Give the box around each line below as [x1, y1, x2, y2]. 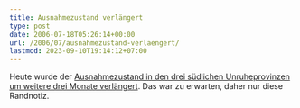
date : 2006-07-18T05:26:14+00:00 [9, 30, 136, 39]
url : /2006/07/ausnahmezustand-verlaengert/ [9, 38, 180, 48]
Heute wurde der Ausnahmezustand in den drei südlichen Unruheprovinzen [9, 71, 291, 82]
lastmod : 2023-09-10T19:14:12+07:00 [9, 47, 147, 56]
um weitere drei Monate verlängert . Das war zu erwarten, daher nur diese [9, 81, 283, 92]
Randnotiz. [9, 91, 50, 102]
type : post [9, 22, 51, 31]
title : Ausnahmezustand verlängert [9, 13, 144, 22]
